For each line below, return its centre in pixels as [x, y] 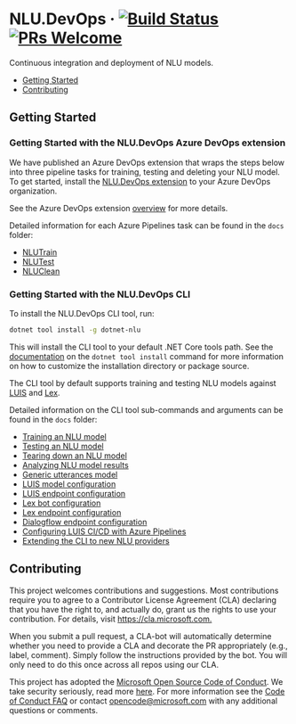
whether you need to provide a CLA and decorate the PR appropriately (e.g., [149, 646]
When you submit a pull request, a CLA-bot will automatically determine [140, 636]
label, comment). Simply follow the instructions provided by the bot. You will [148, 654]
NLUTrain [40, 252]
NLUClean [41, 271]
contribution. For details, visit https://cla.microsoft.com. [111, 619]
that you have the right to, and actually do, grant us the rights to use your [143, 609]
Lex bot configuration [61, 503]
